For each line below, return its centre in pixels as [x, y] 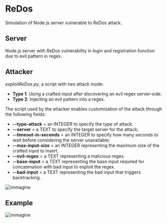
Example [19, 203]
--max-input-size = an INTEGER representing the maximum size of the [86, 145]
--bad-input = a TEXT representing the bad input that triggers [77, 172]
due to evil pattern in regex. [34, 56]
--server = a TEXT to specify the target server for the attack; [75, 129]
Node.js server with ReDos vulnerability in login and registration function [80, 50]
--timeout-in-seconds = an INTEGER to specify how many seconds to [85, 134]
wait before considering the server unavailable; [61, 140]
